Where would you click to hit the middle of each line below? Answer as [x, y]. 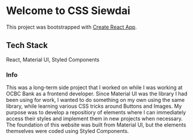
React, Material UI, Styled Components [53, 59]
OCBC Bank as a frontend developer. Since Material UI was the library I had [97, 94]
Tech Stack [27, 45]
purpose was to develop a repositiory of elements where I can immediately [96, 112]
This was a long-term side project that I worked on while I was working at [94, 88]
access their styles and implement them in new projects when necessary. [94, 119]
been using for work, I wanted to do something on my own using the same [96, 100]
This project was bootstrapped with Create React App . [72, 27]
